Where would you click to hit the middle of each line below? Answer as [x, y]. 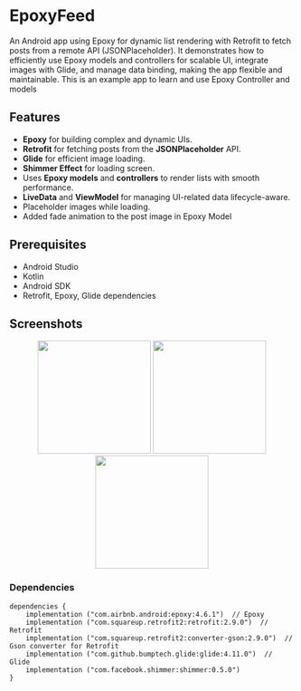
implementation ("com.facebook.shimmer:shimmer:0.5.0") [133, 670]
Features [35, 117]
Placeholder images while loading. [86, 206]
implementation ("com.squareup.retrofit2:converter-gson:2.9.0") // [160, 638]
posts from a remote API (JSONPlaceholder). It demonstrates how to [137, 50]
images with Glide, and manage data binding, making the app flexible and [146, 70]
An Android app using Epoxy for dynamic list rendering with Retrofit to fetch [150, 41]
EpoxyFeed [52, 16]
